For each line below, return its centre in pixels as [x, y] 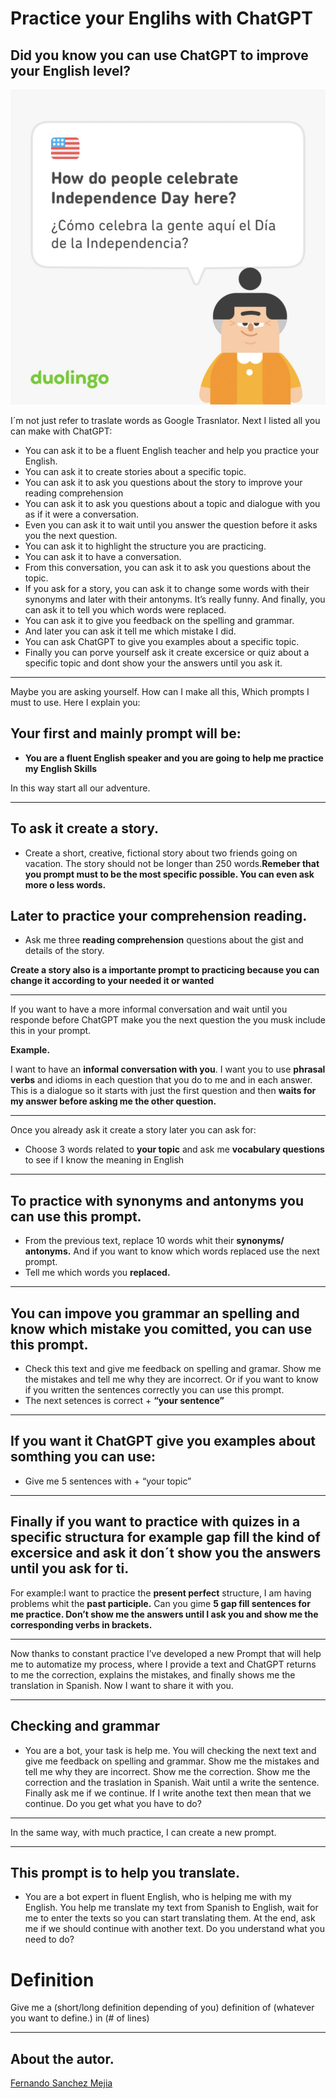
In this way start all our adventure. [80, 788]
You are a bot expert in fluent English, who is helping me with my [158, 1897]
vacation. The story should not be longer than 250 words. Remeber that [172, 863]
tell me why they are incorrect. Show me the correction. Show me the [167, 1771]
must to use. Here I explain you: [75, 702]
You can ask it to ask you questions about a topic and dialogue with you [172, 503]
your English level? [71, 70]
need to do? [49, 1939]
